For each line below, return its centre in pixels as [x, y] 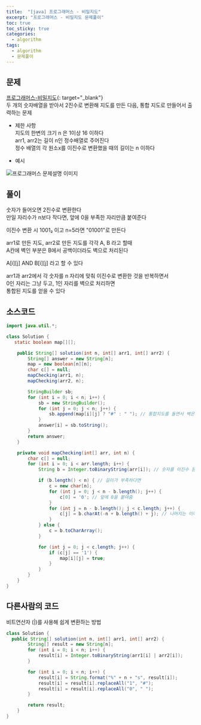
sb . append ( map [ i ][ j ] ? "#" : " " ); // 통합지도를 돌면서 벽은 [122, 414]
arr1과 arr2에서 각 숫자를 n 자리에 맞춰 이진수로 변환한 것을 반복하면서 [87, 276]
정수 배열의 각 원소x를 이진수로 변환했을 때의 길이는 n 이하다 [85, 148]
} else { [49, 525]
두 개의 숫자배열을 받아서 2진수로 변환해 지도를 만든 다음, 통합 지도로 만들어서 [96, 105]
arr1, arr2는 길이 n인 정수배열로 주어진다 [62, 140]
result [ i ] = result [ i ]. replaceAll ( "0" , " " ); [96, 689]
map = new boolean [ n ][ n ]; [60, 364]
